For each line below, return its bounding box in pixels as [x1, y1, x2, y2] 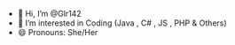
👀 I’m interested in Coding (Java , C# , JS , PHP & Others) [17, 18, 228, 28]
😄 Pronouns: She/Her [17, 27, 98, 37]
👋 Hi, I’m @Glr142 [17, 9, 82, 19]
